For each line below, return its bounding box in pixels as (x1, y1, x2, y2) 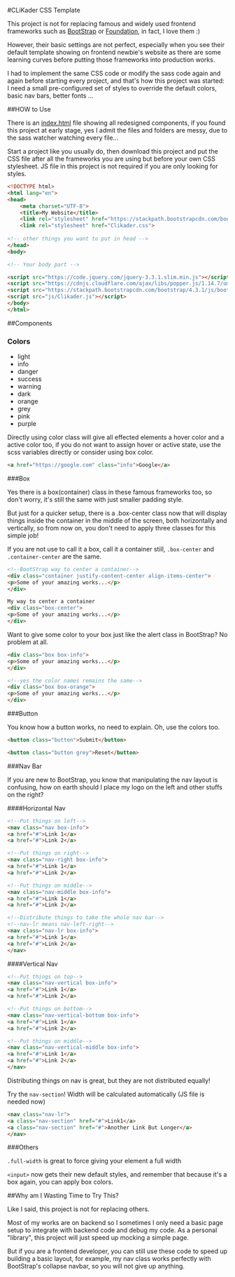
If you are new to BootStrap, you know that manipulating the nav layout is (7, 775, 218, 784)
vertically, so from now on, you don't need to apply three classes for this (7, 523, 216, 532)
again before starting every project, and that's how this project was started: (7, 76, 225, 85)
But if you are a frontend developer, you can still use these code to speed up (7, 1247, 228, 1255)
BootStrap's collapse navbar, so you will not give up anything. (7, 1262, 185, 1271)
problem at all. (7, 638, 49, 646)
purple (17, 420, 37, 428)
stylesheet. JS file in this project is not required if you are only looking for (7, 162, 218, 171)
